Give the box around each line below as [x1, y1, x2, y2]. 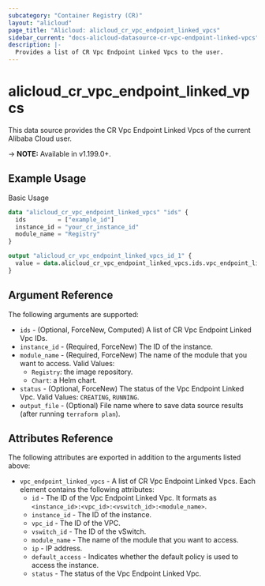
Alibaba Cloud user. [8, 134, 73, 143]
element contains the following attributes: [19, 485, 155, 494]
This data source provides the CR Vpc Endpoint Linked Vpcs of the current [8, 125, 251, 134]
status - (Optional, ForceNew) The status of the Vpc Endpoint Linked [19, 384, 244, 393]
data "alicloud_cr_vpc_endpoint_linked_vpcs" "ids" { [8, 208, 189, 216]
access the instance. [31, 561, 99, 570]
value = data [15, 259, 58, 267]
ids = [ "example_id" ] [15, 215, 114, 224]
